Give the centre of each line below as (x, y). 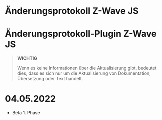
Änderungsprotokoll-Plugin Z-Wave (81, 34)
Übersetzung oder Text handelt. (50, 79)
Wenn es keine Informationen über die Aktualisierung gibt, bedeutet (87, 68)
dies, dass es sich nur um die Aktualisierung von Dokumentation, (84, 73)
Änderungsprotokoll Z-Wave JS (72, 11)
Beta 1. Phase (26, 113)
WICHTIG (27, 58)
